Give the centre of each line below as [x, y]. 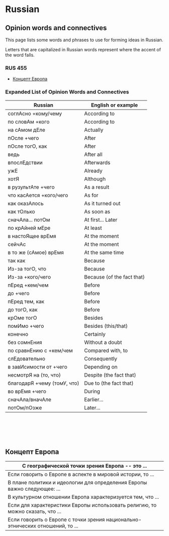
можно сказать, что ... [34, 511]
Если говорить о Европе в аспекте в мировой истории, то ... [81, 475]
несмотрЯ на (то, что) [34, 375]
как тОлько [21, 211]
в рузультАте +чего [31, 187]
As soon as [97, 211]
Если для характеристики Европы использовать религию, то [82, 505]
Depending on [101, 367]
